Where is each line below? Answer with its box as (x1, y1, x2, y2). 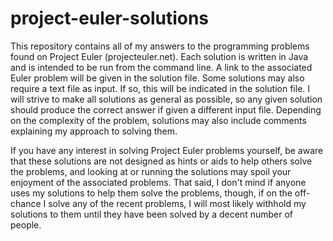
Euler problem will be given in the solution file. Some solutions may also (10, 72, 305, 84)
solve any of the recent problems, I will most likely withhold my (48, 197, 307, 209)
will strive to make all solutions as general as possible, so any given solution (10, 93, 323, 105)
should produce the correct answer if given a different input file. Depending (10, 103, 322, 116)
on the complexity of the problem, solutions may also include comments (10, 114, 307, 126)
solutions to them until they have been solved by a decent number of (10, 208, 293, 220)
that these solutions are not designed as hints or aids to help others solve (10, 155, 313, 167)
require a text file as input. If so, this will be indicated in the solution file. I (10, 82, 311, 94)
